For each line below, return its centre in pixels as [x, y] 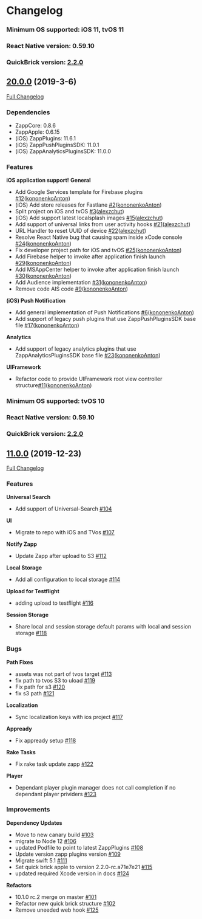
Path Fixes [20, 662]
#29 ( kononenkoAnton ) [43, 263]
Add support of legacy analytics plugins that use [76, 349]
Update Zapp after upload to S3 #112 [61, 556]
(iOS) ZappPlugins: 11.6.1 [45, 139]
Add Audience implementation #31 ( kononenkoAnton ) [81, 283]
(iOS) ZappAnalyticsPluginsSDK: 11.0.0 [63, 151]
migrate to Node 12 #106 [46, 841]
